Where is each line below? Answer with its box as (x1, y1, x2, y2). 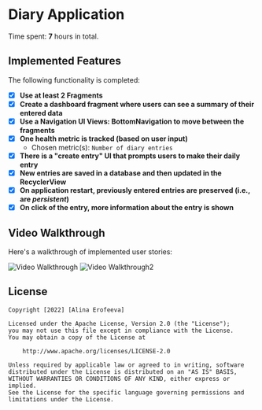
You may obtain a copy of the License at (8, 333, 146, 342)
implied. (8, 382, 37, 390)
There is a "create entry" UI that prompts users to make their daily (19, 151, 241, 161)
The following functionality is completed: (8, 75, 140, 84)
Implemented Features (8, 54, 122, 68)
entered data (19, 108, 63, 117)
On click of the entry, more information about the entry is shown (19, 203, 234, 212)
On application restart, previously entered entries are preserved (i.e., (19, 186, 250, 195)
